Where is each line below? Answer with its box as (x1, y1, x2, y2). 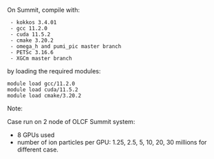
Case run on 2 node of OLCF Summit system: (7, 118, 136, 125)
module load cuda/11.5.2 (7, 86, 78, 93)
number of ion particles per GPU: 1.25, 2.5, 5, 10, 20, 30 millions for (17, 138, 207, 146)
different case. (17, 145, 58, 154)
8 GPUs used (17, 131, 55, 139)
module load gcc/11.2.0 (7, 80, 76, 87)
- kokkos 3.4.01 (10, 19, 57, 26)
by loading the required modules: (7, 67, 101, 75)
